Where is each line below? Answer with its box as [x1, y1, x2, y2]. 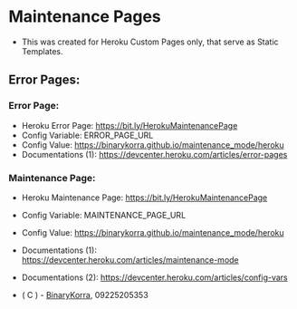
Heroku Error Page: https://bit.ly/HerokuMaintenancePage [21, 120, 238, 130]
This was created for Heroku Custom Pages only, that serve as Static [21, 36, 279, 47]
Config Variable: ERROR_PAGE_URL [21, 130, 154, 140]
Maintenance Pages [8, 6, 162, 27]
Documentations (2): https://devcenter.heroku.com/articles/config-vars [21, 272, 288, 283]
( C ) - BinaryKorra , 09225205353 [21, 289, 148, 300]
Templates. [21, 45, 64, 56]
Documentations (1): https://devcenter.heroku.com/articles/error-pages [21, 149, 288, 159]
